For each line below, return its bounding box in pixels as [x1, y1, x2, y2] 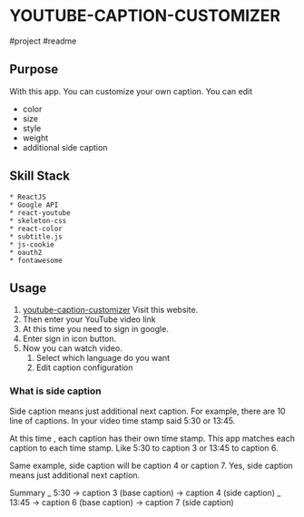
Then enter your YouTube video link [22, 314, 156, 325]
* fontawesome [9, 256, 64, 265]
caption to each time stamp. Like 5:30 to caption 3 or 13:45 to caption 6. [9, 442, 279, 454]
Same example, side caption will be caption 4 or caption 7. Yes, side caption [9, 460, 293, 471]
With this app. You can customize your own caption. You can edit [9, 85, 252, 96]
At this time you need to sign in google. [22, 324, 170, 335]
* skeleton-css [9, 216, 67, 225]
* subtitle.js [9, 232, 64, 241]
